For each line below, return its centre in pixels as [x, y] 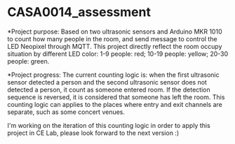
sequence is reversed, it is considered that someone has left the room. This [116, 97]
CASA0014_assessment [79, 12]
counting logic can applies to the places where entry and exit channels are [115, 104]
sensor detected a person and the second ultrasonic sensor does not [107, 82]
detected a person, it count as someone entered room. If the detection [109, 89]
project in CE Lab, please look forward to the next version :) [93, 133]
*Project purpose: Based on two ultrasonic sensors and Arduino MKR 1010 [115, 31]
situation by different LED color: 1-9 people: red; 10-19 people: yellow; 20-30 [118, 54]
